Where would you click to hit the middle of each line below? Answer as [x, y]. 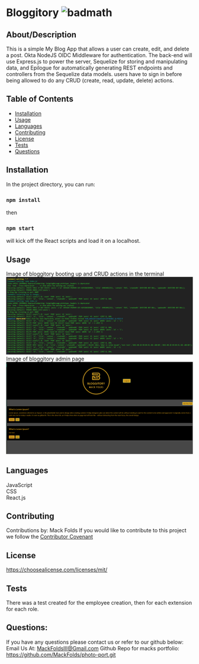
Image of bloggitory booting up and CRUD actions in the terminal [85, 274]
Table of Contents [40, 99]
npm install [23, 200]
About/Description [41, 35]
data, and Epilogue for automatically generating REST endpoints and [89, 68]
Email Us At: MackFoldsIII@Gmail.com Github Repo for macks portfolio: [93, 648]
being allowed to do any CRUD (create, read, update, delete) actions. [90, 80]
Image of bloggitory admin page [45, 359]
